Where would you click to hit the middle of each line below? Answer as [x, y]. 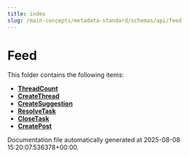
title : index [27, 14]
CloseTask [33, 119]
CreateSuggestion [45, 104]
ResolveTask [37, 111]
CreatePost [34, 126]
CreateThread [39, 96]
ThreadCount [38, 88]
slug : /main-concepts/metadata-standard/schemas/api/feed [94, 21]
